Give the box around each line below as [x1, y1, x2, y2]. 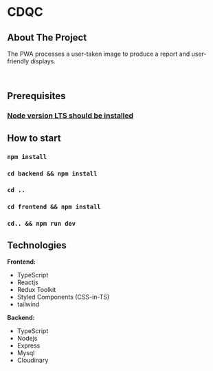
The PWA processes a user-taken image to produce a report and [7, 50, 190, 58]
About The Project [7, 32, 87, 43]
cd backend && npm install [7, 169, 98, 178]
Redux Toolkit [16, 286, 56, 294]
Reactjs [16, 278, 39, 286]
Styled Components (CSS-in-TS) [16, 293, 110, 301]
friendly [7, 57, 30, 65]
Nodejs [16, 335, 38, 343]
